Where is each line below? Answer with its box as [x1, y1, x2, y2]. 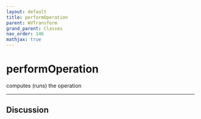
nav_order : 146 [6, 31, 44, 37]
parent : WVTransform [6, 20, 58, 26]
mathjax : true [6, 36, 42, 42]
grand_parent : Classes [6, 25, 63, 32]
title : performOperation [6, 14, 68, 20]
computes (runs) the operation [6, 82, 82, 89]
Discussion [6, 105, 49, 115]
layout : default [6, 8, 47, 15]
